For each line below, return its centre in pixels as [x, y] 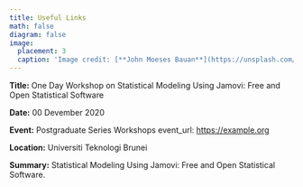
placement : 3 [42, 51]
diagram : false [38, 34]
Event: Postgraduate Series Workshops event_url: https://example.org [139, 130]
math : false [32, 26]
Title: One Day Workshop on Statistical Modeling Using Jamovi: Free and [145, 85]
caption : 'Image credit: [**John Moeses [94, 60]
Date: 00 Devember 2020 [57, 112]
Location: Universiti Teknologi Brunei [78, 147]
